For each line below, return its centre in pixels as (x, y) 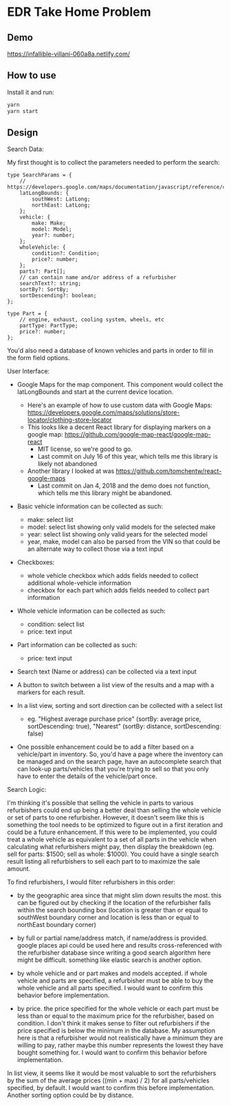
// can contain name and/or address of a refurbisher (98, 278)
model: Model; (52, 229)
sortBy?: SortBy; (44, 290)
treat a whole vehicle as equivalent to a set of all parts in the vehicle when (112, 839)
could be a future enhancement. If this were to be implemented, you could (112, 832)
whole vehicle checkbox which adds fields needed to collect (113, 576)
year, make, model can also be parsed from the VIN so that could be (124, 542)
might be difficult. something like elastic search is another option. (110, 960)
